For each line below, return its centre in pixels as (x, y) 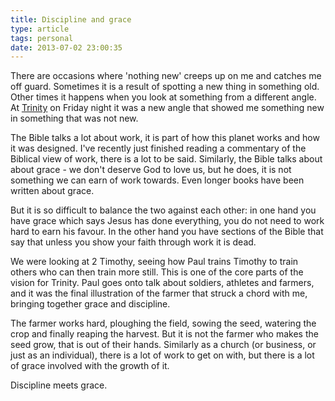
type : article (40, 29)
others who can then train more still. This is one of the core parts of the (157, 272)
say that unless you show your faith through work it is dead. (133, 242)
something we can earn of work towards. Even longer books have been (157, 180)
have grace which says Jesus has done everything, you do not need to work (167, 221)
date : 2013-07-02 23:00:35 (66, 47)
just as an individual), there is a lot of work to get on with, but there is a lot (162, 355)
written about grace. (52, 191)
